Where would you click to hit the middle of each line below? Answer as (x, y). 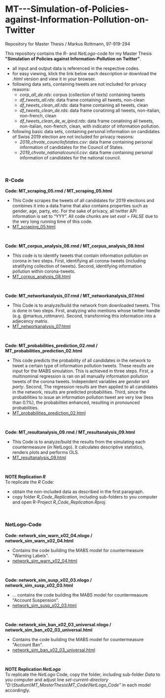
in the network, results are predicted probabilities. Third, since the (79, 392)
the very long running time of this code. (52, 222)
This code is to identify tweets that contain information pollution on (80, 255)
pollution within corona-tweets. (44, 271)
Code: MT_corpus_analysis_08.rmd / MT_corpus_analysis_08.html (75, 246)
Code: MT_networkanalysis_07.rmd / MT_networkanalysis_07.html (75, 296)
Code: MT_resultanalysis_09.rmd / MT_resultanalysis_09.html (70, 432)
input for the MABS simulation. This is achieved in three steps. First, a (83, 371)
